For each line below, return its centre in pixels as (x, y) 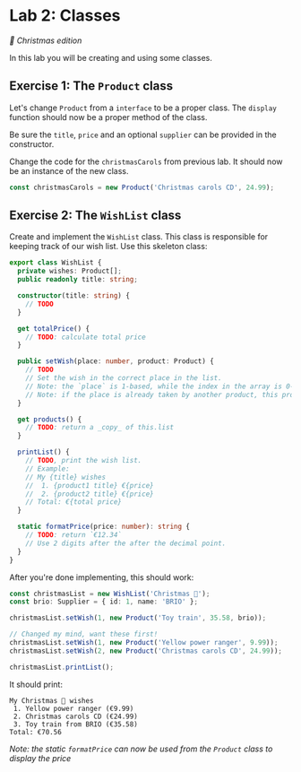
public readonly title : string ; (78, 280)
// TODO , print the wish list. (84, 461)
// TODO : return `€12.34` (74, 535)
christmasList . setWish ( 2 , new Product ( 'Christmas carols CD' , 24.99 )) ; (146, 651)
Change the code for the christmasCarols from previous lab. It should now (146, 161)
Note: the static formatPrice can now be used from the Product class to (141, 749)
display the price (40, 758)
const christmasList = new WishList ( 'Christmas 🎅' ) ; (110, 594)
